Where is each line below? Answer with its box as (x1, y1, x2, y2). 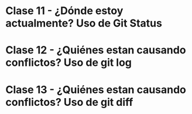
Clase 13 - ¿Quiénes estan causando (5, 83, 187, 96)
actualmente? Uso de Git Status (5, 16, 162, 30)
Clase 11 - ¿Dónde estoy (5, 4, 124, 18)
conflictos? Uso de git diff (5, 95, 133, 109)
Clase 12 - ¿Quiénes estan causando (5, 43, 186, 57)
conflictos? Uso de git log (5, 56, 132, 69)
